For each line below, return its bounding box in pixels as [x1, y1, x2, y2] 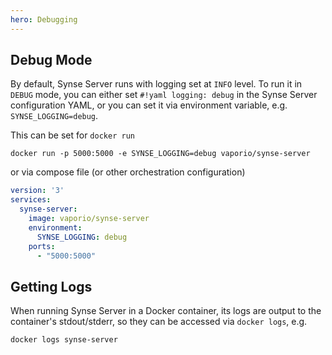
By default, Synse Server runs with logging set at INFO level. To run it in [10, 78, 303, 90]
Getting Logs [10, 278, 93, 295]
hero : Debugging [10, 14, 78, 25]
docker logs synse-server [10, 335, 118, 345]
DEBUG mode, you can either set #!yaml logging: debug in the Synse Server [10, 89, 318, 101]
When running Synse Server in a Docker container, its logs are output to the [10, 305, 322, 317]
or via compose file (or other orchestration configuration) [10, 166, 246, 178]
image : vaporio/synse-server [28, 214, 150, 224]
